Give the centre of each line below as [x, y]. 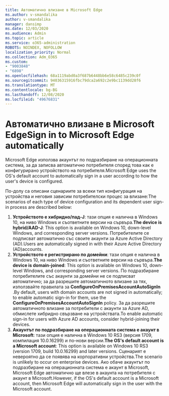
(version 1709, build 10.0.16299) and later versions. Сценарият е [79, 351]
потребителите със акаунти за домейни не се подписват [74, 276]
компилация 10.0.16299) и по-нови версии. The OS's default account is [88, 341]
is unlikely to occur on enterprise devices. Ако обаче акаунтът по [81, 362]
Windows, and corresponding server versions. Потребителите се [81, 233]
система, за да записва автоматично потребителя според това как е [79, 165]
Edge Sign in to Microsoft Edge [70, 135]
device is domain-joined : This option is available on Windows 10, [80, 266]
